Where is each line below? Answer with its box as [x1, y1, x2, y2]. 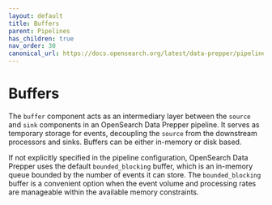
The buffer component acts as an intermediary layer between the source [8, 111, 251, 121]
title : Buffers [8, 19, 60, 28]
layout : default [8, 11, 63, 20]
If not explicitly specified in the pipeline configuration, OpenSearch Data [8, 152, 249, 162]
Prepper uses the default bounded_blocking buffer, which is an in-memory [8, 161, 253, 171]
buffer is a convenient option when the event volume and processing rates [8, 178, 257, 188]
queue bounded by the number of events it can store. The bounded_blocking [8, 169, 261, 179]
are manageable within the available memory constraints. [8, 187, 200, 197]
